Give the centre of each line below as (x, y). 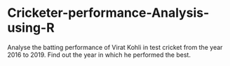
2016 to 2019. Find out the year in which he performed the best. (99, 55)
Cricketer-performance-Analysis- (108, 13)
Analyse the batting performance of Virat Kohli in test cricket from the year (115, 47)
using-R (31, 28)
